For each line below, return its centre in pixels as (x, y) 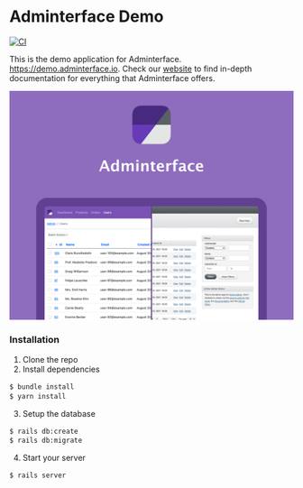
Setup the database (59, 413)
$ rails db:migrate (46, 441)
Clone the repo (50, 359)
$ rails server (38, 475)
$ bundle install (42, 387)
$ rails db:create (44, 431)
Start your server (54, 458)
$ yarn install (38, 396)
